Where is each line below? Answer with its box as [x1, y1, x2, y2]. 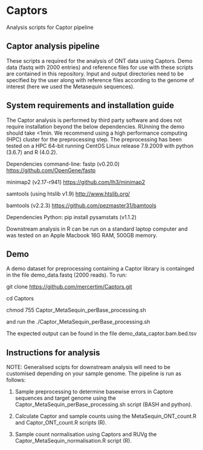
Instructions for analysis [6, 347, 101, 358]
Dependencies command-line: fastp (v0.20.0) [6, 160, 120, 167]
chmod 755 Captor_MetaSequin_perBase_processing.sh [6, 306, 146, 314]
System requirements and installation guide [6, 100, 175, 111]
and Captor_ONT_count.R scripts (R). [14, 419, 107, 426]
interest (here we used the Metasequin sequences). [6, 83, 135, 90]
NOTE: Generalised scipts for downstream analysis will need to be [6, 364, 171, 371]
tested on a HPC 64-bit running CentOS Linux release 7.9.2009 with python [6, 142, 194, 149]
